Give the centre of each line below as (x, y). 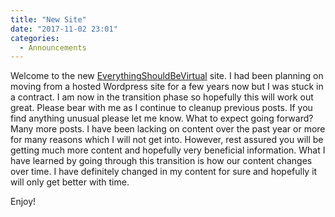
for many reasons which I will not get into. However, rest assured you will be (167, 140)
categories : (35, 38)
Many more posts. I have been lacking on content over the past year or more (168, 129)
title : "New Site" (48, 19)
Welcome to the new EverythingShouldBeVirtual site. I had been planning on (167, 76)
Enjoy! (23, 202)
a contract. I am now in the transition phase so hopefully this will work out (162, 97)
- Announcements (53, 47)
